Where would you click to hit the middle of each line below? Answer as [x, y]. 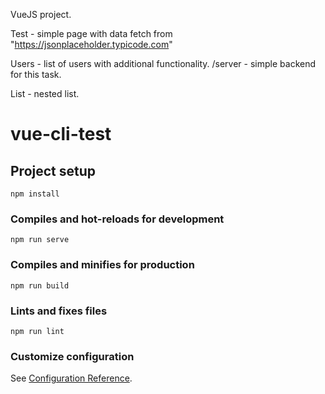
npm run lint [37, 331]
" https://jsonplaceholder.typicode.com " [91, 44]
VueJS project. [41, 14]
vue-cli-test [61, 134]
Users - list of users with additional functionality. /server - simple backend [163, 63]
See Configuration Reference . [71, 378]
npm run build [40, 285]
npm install [35, 194]
